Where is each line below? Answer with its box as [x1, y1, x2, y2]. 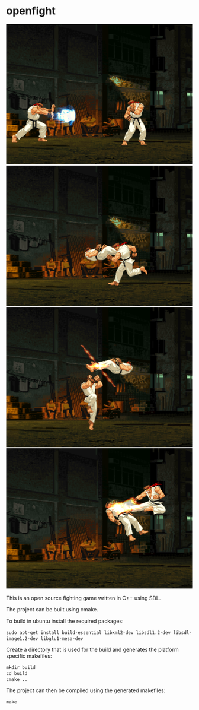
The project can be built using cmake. [6, 606, 99, 613]
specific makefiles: [6, 652, 52, 660]
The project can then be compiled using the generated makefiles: [6, 687, 166, 694]
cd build [6, 670, 28, 676]
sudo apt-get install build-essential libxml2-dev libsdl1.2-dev [6, 629, 171, 636]
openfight [6, 4, 56, 18]
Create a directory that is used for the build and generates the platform [6, 646, 179, 653]
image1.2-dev [6, 635, 38, 642]
